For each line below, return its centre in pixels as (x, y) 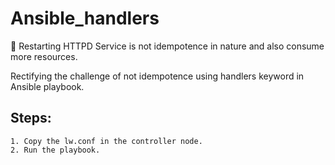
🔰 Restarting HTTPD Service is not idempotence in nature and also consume (167, 46)
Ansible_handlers (85, 18)
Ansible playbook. (47, 86)
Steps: (31, 118)
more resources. (44, 56)
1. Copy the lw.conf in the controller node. (106, 141)
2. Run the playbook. (55, 150)
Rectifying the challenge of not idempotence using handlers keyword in (157, 76)
